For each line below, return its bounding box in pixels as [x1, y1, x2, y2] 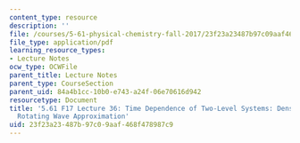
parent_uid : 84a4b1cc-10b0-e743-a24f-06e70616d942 [9, 87, 202, 96]
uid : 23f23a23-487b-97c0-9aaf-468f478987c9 [9, 121, 174, 130]
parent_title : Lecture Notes [9, 71, 118, 80]
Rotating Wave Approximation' [17, 112, 129, 121]
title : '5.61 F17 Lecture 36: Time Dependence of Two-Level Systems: [9, 104, 274, 113]
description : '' [9, 21, 70, 30]
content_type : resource [9, 12, 98, 22]
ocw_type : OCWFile [9, 63, 78, 72]
